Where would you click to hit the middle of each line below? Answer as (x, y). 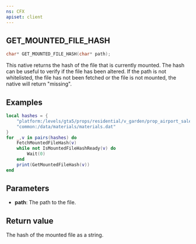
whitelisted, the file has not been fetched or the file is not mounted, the (91, 78)
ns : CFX (15, 11)
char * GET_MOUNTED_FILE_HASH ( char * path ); (58, 54)
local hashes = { (27, 116)
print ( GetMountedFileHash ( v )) (53, 164)
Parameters (28, 189)
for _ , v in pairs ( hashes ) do (41, 138)
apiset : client (24, 17)
